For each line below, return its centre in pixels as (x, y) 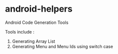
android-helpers (39, 9)
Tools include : (20, 32)
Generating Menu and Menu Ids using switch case (62, 46)
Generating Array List (33, 41)
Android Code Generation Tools (37, 22)
